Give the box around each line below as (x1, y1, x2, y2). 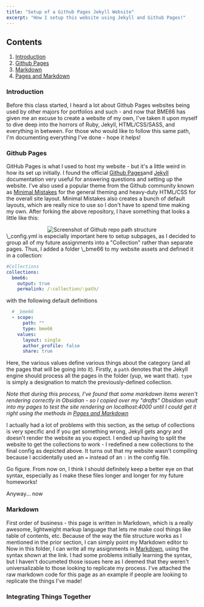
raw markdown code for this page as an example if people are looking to (6, 571, 188, 578)
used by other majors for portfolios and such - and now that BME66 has (6, 107, 186, 115)
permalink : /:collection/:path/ (17, 286, 99, 292)
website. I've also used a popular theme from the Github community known (6, 181, 194, 189)
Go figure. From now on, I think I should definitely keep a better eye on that (6, 466, 194, 473)
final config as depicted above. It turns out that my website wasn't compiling (6, 447, 198, 455)
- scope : (12, 314, 34, 320)
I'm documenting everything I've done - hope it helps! (6, 134, 141, 141)
